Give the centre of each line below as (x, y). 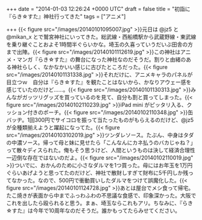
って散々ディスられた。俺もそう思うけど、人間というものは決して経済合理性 (101, 150)
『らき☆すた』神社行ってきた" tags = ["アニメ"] (66, 16)
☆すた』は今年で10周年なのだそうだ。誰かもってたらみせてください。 (93, 211)
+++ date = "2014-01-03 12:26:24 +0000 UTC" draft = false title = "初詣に (99, 9)
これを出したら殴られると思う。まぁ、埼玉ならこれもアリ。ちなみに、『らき (99, 203)
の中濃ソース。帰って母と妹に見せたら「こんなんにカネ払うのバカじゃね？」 (101, 143)
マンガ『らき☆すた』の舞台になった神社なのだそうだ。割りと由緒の (101, 60)
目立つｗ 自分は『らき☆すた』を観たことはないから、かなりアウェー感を (99, 82)
